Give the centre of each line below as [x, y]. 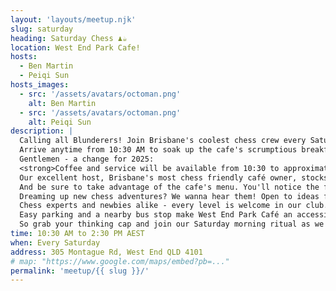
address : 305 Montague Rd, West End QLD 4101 [106, 252]
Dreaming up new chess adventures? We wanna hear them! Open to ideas [169, 196]
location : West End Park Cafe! [75, 47]
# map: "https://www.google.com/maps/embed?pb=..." [120, 261]
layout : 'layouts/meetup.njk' [73, 19]
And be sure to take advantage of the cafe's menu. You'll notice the [169, 187]
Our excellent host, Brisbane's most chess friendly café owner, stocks [174, 177]
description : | [42, 131]
